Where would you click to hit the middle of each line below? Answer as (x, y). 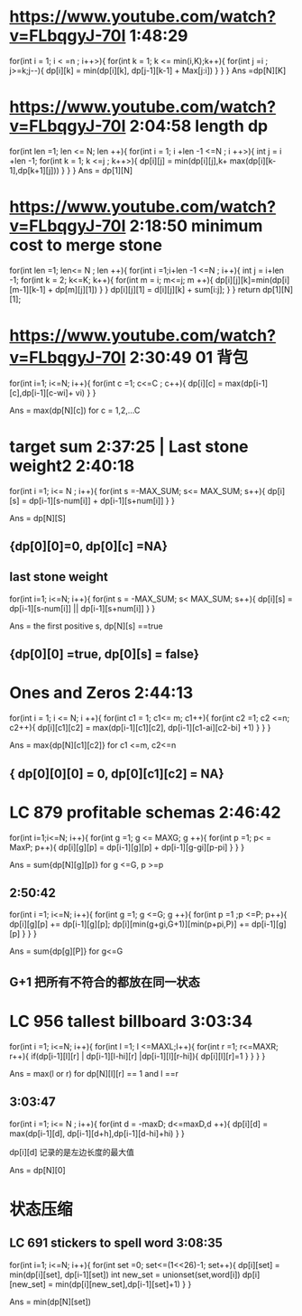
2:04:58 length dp (199, 126)
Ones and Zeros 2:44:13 (101, 693)
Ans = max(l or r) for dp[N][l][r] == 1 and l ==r (94, 1073)
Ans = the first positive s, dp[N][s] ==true (87, 626)
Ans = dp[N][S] (37, 518)
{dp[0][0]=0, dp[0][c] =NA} (89, 547)
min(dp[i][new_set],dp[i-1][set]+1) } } (124, 1283)
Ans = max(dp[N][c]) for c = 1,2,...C (75, 410)
